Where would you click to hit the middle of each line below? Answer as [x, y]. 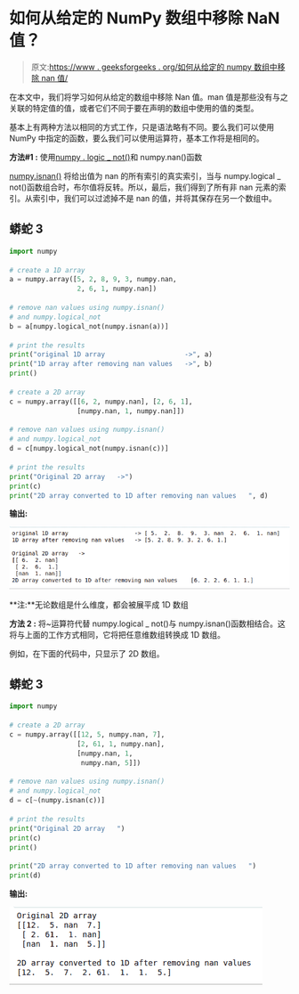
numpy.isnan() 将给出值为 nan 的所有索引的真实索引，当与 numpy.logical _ [145, 175]
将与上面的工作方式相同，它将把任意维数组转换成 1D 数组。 [117, 634]
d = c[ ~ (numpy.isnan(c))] [57, 801]
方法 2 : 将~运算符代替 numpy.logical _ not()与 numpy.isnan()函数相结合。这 [148, 623]
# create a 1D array [48, 270]
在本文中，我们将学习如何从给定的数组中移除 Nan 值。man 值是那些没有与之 [149, 97]
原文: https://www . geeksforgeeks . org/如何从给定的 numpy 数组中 [154, 67]
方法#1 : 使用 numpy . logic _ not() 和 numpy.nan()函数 [106, 157]
